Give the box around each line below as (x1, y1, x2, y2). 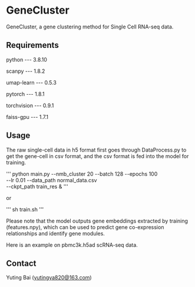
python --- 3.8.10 (6, 56, 47, 63)
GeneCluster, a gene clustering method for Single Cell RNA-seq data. (6, 23, 174, 30)
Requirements (6, 40, 59, 50)
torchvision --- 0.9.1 (6, 102, 54, 109)
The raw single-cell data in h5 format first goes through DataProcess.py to (6, 146, 187, 153)
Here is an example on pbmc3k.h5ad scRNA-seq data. (6, 241, 138, 249)
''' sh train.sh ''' (6, 205, 44, 213)
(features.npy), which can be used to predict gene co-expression (6, 223, 164, 231)
